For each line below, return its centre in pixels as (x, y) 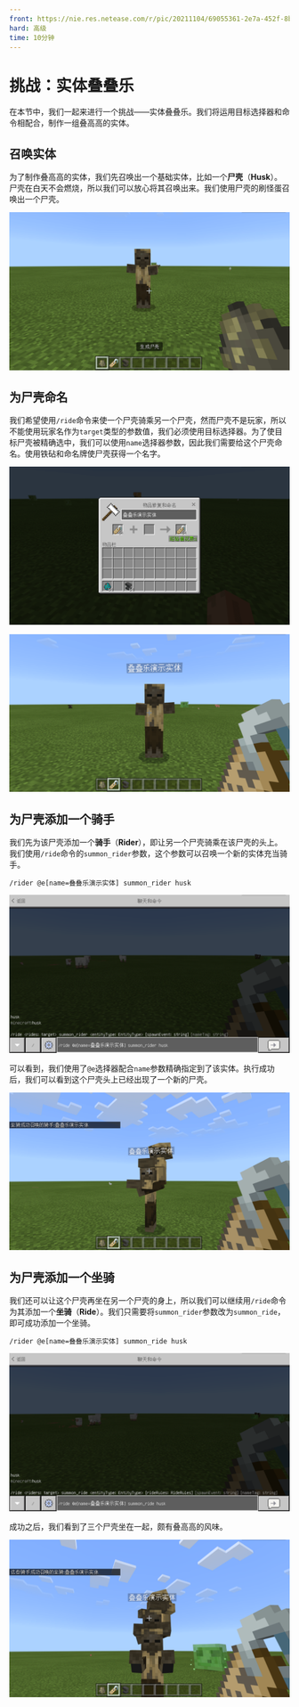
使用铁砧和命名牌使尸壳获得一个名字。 (95, 453)
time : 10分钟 (32, 37)
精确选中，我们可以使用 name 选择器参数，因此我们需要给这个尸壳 (157, 443)
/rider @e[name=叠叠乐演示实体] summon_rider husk (100, 883)
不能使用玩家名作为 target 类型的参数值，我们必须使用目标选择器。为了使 (142, 431)
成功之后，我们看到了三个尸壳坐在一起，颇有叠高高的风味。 (118, 1526)
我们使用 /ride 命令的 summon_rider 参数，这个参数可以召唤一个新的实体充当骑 (148, 853)
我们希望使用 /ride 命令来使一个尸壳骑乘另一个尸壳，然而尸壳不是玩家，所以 (148, 421)
